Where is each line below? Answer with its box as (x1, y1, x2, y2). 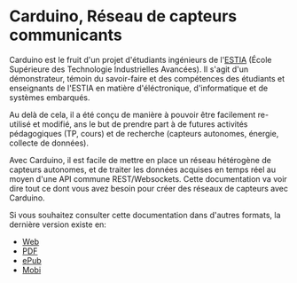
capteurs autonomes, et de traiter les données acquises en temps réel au (9, 164, 277, 175)
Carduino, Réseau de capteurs (9, 6, 238, 27)
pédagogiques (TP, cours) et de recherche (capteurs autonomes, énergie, (9, 128, 279, 138)
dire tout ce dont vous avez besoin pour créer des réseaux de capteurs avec (9, 183, 289, 193)
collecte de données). (9, 138, 89, 148)
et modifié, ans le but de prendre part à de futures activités (32, 118, 248, 130)
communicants (9, 25, 122, 45)
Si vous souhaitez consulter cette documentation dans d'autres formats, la (9, 209, 281, 220)
